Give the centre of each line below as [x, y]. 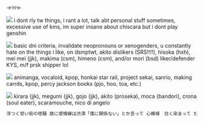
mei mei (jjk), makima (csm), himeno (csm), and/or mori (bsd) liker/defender [101, 58]
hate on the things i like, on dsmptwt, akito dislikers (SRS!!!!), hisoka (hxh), [98, 52]
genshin [16, 33]
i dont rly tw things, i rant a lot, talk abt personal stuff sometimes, [95, 20]
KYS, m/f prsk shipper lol [37, 65]
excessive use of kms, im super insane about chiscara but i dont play [92, 27]
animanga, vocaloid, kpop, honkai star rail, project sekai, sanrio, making [103, 77]
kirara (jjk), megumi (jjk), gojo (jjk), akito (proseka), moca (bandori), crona [105, 96]
